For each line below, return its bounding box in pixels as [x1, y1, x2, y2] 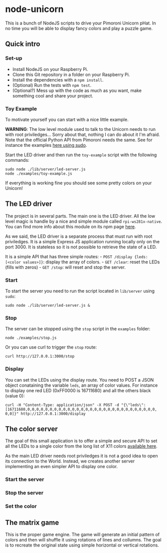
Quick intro [5, 40, 40, 48]
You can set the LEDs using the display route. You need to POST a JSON [5, 377, 154, 383]
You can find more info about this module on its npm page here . [5, 223, 136, 229]
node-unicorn [5, 3, 64, 15]
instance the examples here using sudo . [5, 142, 87, 148]
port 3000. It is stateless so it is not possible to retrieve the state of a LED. [5, 244, 157, 250]
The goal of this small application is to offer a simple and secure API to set [5, 438, 158, 444]
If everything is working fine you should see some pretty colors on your [5, 180, 152, 186]
